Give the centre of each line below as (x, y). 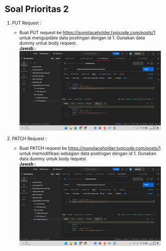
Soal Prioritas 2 (37, 9)
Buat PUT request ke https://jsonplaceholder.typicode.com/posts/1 (87, 32)
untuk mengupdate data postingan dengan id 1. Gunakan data (82, 38)
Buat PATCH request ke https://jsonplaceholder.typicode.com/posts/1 (90, 148)
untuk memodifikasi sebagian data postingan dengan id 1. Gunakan (88, 153)
